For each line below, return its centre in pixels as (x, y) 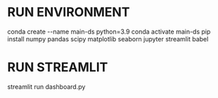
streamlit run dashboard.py (46, 86)
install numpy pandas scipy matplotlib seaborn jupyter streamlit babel (108, 38)
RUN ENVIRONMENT (69, 12)
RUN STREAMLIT (58, 68)
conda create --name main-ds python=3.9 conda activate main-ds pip (109, 31)
